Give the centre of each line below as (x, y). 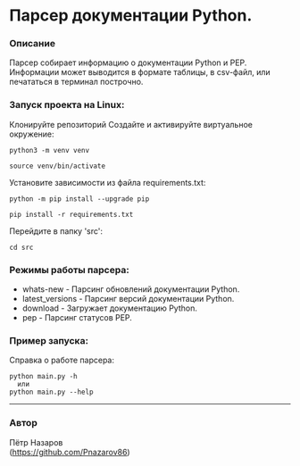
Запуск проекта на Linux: (67, 105)
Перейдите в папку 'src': (56, 231)
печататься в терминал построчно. (76, 82)
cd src (21, 247)
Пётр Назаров (36, 442)
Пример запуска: (49, 341)
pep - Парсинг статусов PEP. (77, 318)
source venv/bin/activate (57, 166)
